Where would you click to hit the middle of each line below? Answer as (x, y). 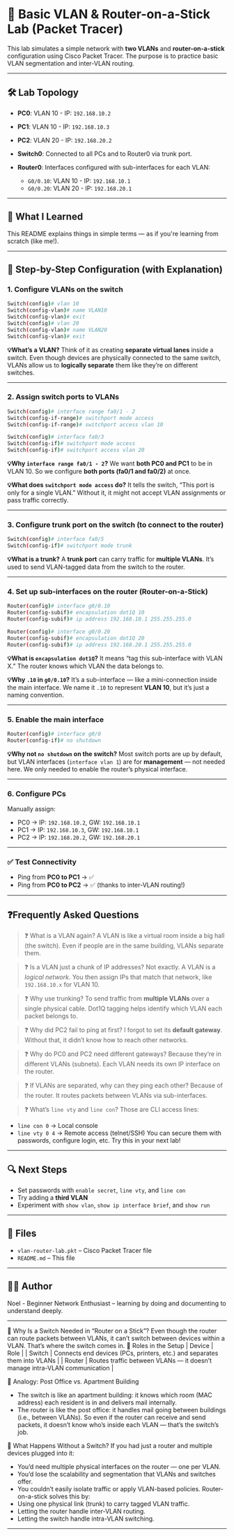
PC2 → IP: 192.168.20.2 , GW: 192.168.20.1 (79, 837)
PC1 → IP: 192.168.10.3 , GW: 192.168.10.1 (78, 829)
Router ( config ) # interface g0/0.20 (59, 632)
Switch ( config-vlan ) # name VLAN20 (57, 330)
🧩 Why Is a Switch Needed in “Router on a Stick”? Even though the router (112, 1331)
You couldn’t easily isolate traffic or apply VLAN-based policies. (109, 1488)
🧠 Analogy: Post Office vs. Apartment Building (73, 1381)
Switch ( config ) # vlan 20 (43, 323)
